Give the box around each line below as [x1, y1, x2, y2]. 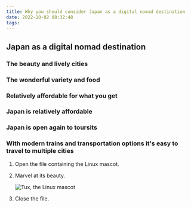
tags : [6, 20, 20, 26]
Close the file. [14, 195, 50, 202]
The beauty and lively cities [6, 59, 88, 68]
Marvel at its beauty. [14, 172, 66, 179]
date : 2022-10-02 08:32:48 [6, 14, 73, 20]
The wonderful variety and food [6, 76, 100, 84]
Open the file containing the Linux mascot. [14, 160, 119, 167]
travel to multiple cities [6, 147, 74, 155]
